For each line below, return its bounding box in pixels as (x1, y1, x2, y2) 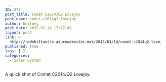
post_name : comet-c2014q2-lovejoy (5, 16, 77, 21)
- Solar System (9, 58, 41, 63)
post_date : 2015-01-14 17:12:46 (5, 26, 72, 31)
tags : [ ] (5, 48, 26, 53)
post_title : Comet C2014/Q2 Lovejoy (5, 12, 81, 17)
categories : (5, 53, 30, 58)
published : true (5, 44, 39, 49)
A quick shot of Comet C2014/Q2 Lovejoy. (5, 71, 91, 77)
